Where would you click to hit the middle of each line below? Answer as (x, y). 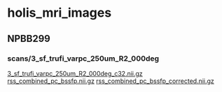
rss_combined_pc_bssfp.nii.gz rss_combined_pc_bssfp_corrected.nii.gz (111, 81)
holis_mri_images (60, 13)
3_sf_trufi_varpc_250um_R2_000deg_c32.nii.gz (75, 73)
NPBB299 (29, 39)
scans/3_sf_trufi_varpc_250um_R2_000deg (83, 59)
